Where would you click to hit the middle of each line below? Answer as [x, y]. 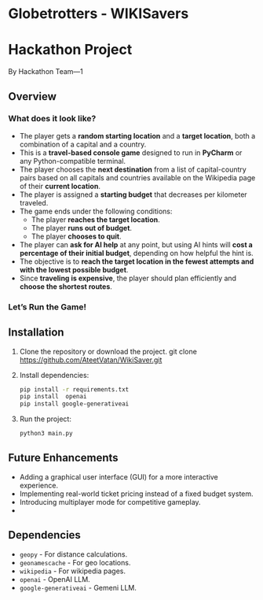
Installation [36, 333]
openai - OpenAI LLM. [55, 579]
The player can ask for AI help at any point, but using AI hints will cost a [136, 244]
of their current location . [60, 186]
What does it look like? [52, 119]
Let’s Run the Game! [47, 306]
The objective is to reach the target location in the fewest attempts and [137, 261]
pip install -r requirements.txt [74, 389]
